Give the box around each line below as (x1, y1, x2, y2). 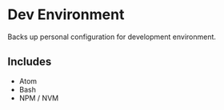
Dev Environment (7, 6, 125, 24)
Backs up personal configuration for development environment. (7, 32, 217, 41)
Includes (7, 55, 52, 69)
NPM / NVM (18, 93, 59, 103)
